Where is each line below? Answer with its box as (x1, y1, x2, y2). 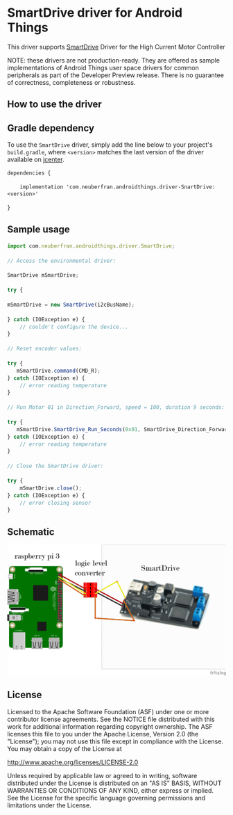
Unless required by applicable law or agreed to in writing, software (7, 771, 198, 780)
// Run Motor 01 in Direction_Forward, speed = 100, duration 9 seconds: (7, 404, 225, 411)
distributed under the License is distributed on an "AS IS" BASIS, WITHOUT (7, 779, 222, 787)
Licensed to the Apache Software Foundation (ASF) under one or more (7, 707, 209, 716)
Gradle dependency (7, 122, 95, 134)
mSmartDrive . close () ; (19, 485, 82, 492)
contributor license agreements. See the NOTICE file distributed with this (7, 715, 215, 723)
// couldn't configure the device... (19, 323, 129, 330)
